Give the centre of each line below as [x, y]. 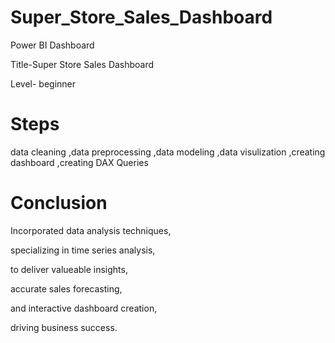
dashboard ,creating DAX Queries [79, 162]
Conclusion [59, 203]
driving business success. [64, 327]
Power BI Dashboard [52, 45]
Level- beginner [43, 83]
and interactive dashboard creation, [84, 308]
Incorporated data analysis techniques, [91, 230]
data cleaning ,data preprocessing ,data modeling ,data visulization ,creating [168, 152]
